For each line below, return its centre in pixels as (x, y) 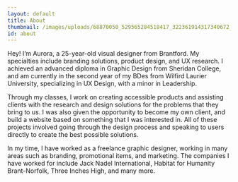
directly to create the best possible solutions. (73, 135)
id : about (22, 34)
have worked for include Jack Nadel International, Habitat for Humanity (111, 164)
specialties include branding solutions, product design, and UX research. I (115, 61)
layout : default (31, 14)
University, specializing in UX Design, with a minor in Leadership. (102, 84)
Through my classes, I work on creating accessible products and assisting (115, 97)
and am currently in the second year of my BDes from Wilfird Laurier (107, 76)
